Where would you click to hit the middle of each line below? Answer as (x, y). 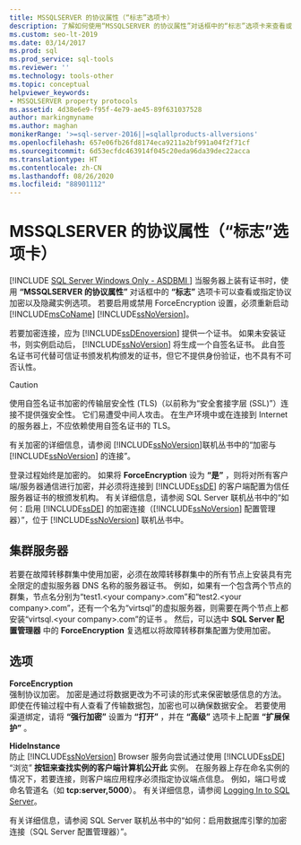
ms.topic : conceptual (50, 84)
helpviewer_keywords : (50, 92)
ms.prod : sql (34, 51)
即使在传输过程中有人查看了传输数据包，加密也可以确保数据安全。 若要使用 (148, 705)
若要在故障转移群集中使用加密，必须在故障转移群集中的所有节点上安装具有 (146, 574)
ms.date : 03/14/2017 (48, 43)
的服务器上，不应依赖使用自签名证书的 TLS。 (92, 426)
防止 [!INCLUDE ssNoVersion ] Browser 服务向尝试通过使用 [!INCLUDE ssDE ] (147, 756)
